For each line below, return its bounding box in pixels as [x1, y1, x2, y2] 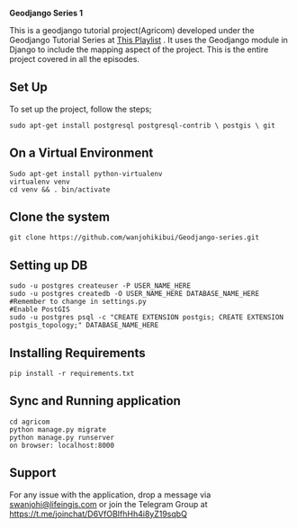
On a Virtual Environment [9, 146, 154, 161]
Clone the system [9, 210, 111, 225]
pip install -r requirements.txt [9, 369, 135, 379]
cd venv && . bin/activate [9, 184, 111, 194]
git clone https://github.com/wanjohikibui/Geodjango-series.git [9, 233, 259, 242]
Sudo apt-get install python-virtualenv [9, 169, 164, 178]
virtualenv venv [9, 177, 70, 186]
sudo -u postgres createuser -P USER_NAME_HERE [9, 282, 192, 291]
